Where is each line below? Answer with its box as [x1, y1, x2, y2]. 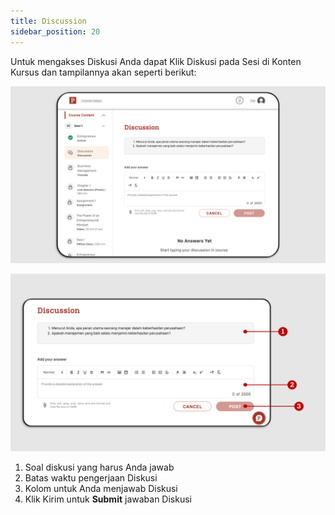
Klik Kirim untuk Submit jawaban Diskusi [24, 493, 192, 505]
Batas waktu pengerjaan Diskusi [24, 471, 158, 484]
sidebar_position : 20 [10, 26, 101, 37]
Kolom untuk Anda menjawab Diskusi [24, 482, 178, 494]
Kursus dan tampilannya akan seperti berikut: [10, 66, 197, 78]
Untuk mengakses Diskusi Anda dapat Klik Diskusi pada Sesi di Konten [10, 55, 302, 67]
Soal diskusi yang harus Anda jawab [24, 461, 175, 473]
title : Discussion [10, 16, 87, 26]
